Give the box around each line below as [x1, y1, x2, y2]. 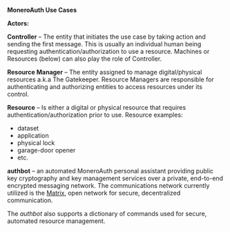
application [17, 131, 50, 139]
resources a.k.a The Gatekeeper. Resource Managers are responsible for [7, 75, 214, 84]
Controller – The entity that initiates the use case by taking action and [7, 32, 206, 41]
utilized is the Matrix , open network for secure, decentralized [7, 189, 181, 197]
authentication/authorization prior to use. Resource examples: [7, 110, 183, 119]
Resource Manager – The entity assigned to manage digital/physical [7, 68, 202, 76]
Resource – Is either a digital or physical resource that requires [7, 104, 186, 111]
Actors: [7, 19, 30, 27]
